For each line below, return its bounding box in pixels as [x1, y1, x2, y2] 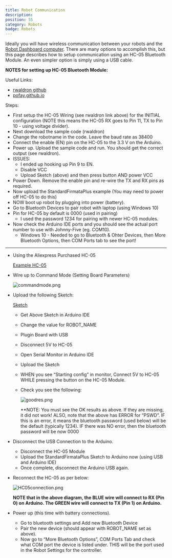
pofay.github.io [12, 92, 45, 98]
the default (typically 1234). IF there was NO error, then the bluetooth [20, 423, 166, 429]
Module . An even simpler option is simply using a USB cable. [5, 57, 133, 63]
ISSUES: [12, 156, 31, 162]
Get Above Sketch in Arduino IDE [20, 312, 90, 318]
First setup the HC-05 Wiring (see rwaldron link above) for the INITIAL [12, 112, 161, 118]
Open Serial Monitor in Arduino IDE [20, 352, 94, 358]
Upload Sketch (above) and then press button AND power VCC [20, 172, 153, 178]
